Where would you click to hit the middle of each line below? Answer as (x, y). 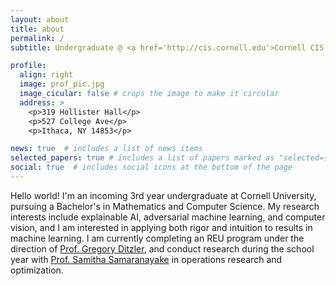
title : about (37, 29)
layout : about (40, 19)
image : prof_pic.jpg (62, 84)
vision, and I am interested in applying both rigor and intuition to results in (161, 227)
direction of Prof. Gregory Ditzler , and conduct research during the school (162, 248)
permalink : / (37, 38)
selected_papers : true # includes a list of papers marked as (142, 158)
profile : (28, 66)
